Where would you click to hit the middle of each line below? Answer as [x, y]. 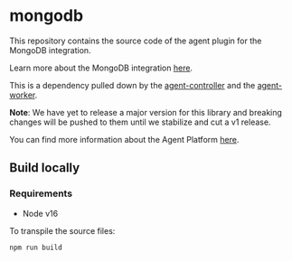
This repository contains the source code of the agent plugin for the [136, 41]
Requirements [41, 193]
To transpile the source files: [62, 230]
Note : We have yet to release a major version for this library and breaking [146, 112]
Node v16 [40, 213]
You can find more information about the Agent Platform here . [124, 139]
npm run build [36, 247]
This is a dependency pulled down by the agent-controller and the [132, 85]
